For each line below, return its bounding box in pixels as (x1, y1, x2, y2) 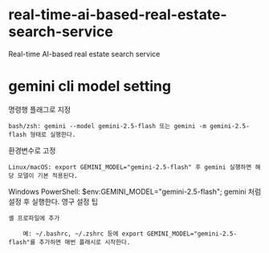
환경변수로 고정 (8, 146, 56, 155)
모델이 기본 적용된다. (17, 171, 79, 179)
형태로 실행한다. (29, 131, 76, 139)
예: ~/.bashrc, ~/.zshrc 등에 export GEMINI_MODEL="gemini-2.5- (22, 230, 238, 238)
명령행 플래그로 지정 (8, 104, 71, 114)
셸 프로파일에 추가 (8, 214, 60, 222)
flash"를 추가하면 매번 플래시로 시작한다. (8, 238, 131, 246)
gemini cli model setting (8, 78, 171, 95)
